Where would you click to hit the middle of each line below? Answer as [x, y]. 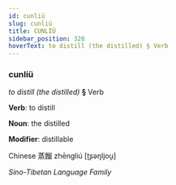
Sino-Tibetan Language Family [60, 172]
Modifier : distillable [41, 140]
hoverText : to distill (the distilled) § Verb [88, 46]
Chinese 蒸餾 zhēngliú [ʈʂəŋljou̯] [62, 156]
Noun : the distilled [39, 123]
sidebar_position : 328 [47, 39]
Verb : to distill [32, 108]
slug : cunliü [30, 24]
